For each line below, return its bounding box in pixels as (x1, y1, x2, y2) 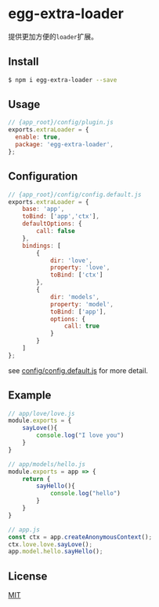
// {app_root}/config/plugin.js (8, 119, 114, 127)
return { (22, 475, 51, 483)
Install (8, 55, 39, 68)
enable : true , (15, 133, 61, 142)
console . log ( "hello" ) (49, 490, 121, 498)
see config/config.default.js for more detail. (8, 365, 149, 375)
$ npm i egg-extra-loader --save (8, 76, 117, 83)
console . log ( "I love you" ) (36, 431, 125, 439)
